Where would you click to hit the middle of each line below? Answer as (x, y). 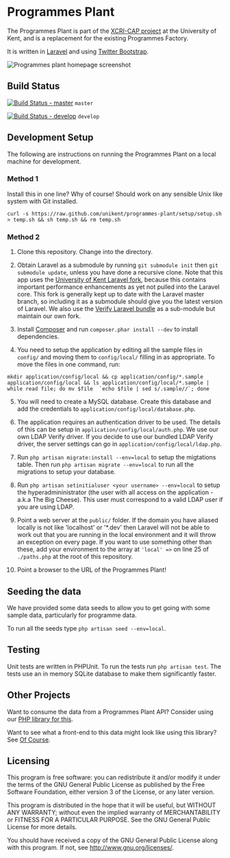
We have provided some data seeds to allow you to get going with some (108, 607)
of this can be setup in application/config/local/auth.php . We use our (118, 429)
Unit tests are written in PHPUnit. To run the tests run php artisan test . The (114, 666)
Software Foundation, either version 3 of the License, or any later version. (111, 792)
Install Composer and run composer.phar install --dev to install (107, 329)
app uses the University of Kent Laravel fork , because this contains (112, 280)
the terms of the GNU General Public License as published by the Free (106, 785)
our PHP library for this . (40, 719)
